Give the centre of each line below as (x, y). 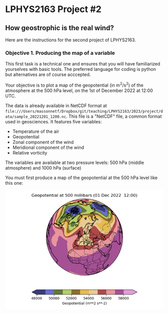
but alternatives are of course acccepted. (48, 74)
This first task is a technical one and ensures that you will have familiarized (83, 64)
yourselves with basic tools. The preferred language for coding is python (80, 69)
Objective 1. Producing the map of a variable (60, 53)
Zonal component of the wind (43, 142)
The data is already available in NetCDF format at (56, 105)
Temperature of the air (36, 131)
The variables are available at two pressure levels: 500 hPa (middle (75, 163)
